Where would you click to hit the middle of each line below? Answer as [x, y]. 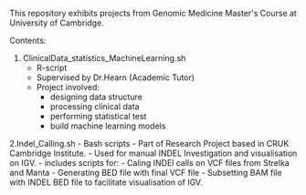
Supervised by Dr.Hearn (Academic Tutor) [115, 77]
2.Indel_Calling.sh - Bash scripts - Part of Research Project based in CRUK [149, 144]
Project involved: [68, 87]
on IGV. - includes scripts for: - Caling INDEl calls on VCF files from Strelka [149, 163]
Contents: [28, 41]
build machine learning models [108, 126]
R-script [52, 68]
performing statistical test [98, 116]
